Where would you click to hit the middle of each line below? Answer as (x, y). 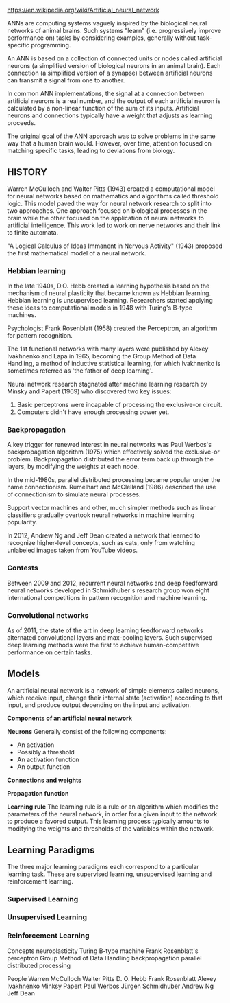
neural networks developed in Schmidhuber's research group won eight (108, 590)
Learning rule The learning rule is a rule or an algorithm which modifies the (113, 807)
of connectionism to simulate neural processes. (74, 494)
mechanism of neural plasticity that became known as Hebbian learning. (109, 293)
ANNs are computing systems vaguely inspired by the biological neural (107, 23)
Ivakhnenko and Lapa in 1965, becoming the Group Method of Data (102, 356)
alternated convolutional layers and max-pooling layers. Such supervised (110, 637)
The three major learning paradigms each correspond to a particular (103, 866)
